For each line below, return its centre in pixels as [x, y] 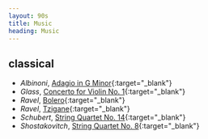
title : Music [30, 23]
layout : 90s [28, 16]
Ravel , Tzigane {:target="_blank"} [75, 109]
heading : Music [34, 31]
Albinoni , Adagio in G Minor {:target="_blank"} [96, 83]
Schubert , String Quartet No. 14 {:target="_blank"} [103, 117]
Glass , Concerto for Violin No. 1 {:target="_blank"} [103, 92]
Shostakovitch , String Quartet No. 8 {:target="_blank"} [110, 126]
